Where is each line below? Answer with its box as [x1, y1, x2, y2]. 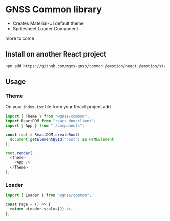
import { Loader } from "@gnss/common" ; [5, 193, 92, 198]
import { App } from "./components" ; [5, 123, 85, 128]
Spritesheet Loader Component [12, 25, 78, 31]
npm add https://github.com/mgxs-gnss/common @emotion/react [5, 63, 137, 69]
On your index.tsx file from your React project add [5, 104, 111, 110]
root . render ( [5, 150, 33, 156]
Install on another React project [5, 50, 106, 59]
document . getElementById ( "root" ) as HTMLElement [10, 137, 114, 142]
